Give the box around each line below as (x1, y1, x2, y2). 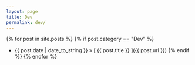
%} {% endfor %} (14, 53, 58, 60)
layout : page (6, 8, 38, 15)
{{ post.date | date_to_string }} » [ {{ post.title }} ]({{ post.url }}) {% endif (14, 47, 190, 54)
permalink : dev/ (6, 19, 46, 25)
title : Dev (6, 14, 33, 20)
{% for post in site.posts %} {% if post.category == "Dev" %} (6, 36, 154, 43)
